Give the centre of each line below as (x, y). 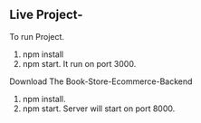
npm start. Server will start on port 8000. (99, 109)
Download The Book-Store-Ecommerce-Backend (101, 81)
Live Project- (46, 15)
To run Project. (37, 36)
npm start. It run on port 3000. (79, 63)
